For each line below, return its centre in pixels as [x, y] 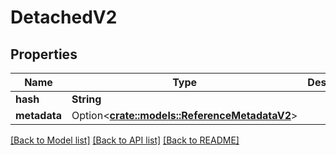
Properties [44, 54]
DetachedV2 [64, 17]
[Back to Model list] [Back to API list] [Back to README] [125, 140]
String [86, 99]
